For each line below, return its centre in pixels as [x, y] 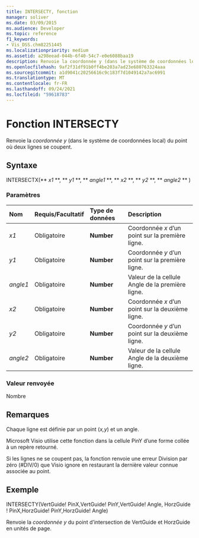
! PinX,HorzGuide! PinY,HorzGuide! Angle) [57, 510]
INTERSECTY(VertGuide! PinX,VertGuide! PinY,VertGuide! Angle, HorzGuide [98, 504]
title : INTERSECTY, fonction [42, 12]
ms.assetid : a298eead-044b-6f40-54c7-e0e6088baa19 [70, 56]
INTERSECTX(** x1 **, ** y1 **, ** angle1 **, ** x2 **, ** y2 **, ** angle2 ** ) [99, 180]
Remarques [28, 415]
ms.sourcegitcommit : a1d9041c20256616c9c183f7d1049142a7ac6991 [86, 73]
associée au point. [29, 471]
